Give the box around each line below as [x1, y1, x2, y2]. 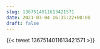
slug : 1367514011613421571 [6, 8, 75, 15]
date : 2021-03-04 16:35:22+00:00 [6, 15, 91, 21]
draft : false [6, 20, 39, 26]
